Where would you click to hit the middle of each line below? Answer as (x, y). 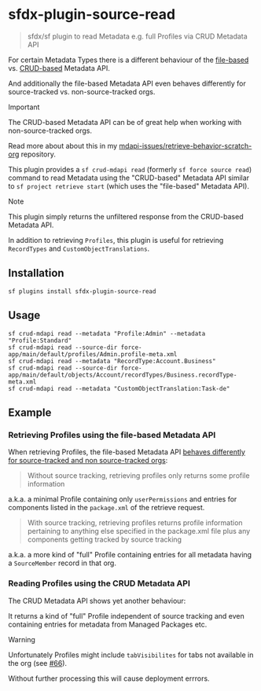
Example (30, 412)
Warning (22, 639)
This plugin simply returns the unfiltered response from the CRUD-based (126, 216)
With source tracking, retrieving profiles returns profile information (135, 523)
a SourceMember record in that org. (62, 563)
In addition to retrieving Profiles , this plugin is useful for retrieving (116, 240)
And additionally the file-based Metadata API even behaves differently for (127, 83)
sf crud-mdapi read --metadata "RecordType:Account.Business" (112, 361)
